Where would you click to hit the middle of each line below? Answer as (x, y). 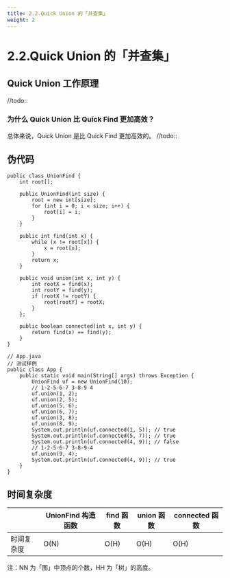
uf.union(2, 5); (55, 399)
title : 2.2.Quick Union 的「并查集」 (58, 13)
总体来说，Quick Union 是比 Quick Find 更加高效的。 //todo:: (92, 135)
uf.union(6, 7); (55, 412)
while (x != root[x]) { (65, 242)
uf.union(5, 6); (55, 405)
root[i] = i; (62, 212)
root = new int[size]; (64, 200)
